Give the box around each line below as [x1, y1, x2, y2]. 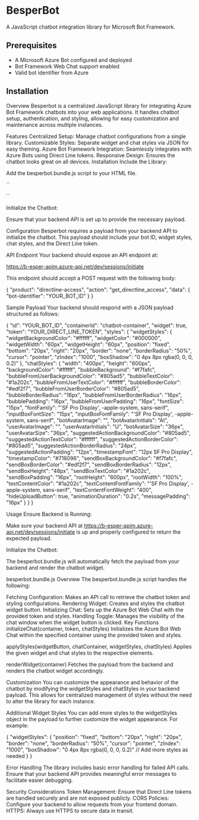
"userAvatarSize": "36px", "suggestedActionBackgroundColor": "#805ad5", [6, 429, 191, 436]
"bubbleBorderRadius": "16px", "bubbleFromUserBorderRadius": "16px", [6, 391, 182, 398]
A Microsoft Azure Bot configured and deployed [14, 56, 132, 63]
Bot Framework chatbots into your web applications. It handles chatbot [6, 108, 179, 116]
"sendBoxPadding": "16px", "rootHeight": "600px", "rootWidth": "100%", [6, 473, 183, 481]
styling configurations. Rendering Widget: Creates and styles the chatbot [6, 600, 185, 607]
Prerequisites [6, 40, 57, 51]
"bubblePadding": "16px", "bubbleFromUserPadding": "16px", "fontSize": [6, 397, 184, 405]
